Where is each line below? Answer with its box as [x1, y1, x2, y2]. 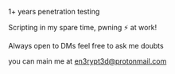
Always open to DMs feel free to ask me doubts [8, 41, 165, 50]
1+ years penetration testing [8, 7, 100, 16]
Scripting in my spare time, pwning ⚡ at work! [8, 23, 157, 32]
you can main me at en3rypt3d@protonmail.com [8, 56, 167, 66]
